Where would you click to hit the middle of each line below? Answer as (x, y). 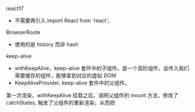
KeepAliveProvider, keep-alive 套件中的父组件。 (72, 83)
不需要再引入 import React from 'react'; (62, 21)
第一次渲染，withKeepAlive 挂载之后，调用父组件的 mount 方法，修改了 (92, 95)
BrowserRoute (23, 32)
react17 (15, 9)
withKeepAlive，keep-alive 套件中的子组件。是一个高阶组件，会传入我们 (102, 68)
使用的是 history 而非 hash (46, 44)
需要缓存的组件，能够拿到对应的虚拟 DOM (65, 75)
